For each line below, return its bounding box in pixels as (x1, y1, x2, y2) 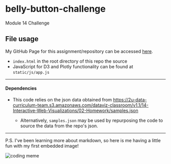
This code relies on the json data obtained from (12, 96, 112, 102)
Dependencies (5, 85, 37, 92)
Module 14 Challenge (5, 20, 50, 26)
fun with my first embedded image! (5, 143, 79, 149)
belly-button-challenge (5, 3, 106, 15)
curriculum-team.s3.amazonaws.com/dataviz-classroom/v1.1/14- (12, 102, 149, 108)
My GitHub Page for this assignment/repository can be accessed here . (5, 48, 153, 54)
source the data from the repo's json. (20, 123, 98, 129)
